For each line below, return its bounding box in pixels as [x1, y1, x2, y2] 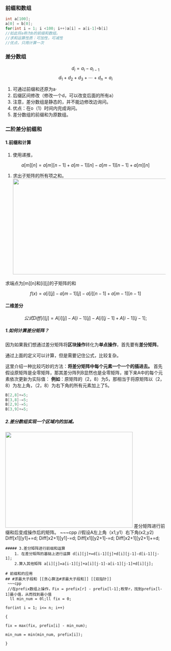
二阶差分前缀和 [5, 126, 42, 133]
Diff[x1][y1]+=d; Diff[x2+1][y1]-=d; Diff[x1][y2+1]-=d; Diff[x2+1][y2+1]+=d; [5, 535, 160, 541]
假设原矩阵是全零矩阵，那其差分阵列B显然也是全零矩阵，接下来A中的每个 [5, 369, 159, 376]
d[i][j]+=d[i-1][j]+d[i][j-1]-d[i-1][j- [72, 551, 159, 556]
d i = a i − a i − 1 [71, 65, 100, 73]
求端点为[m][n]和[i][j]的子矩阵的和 [5, 280, 76, 286]
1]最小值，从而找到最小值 [5, 592, 52, 597]
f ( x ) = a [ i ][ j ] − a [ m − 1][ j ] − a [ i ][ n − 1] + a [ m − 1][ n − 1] [30, 290, 141, 296]
